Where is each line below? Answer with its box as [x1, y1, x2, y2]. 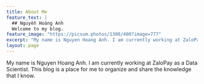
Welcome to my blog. [12, 25, 64, 32]
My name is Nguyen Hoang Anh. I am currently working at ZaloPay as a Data [6, 59, 198, 66]
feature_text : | [6, 15, 47, 21]
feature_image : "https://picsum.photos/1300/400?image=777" [6, 31, 162, 37]
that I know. [6, 72, 35, 79]
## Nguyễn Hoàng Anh [12, 20, 64, 26]
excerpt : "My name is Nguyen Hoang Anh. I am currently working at [6, 37, 181, 43]
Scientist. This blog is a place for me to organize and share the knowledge [6, 65, 192, 73]
